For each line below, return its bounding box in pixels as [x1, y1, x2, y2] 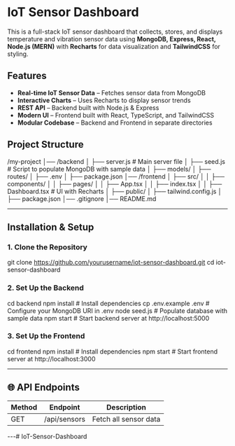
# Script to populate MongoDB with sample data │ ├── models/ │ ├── [7, 165, 211, 173]
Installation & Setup [7, 221, 94, 233]
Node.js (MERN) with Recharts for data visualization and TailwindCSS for [7, 42, 220, 50]
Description [106, 402, 147, 412]
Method [10, 402, 38, 412]
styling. [7, 50, 29, 58]
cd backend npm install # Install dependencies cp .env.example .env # [7, 299, 210, 307]
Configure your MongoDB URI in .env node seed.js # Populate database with [7, 306, 228, 315]
